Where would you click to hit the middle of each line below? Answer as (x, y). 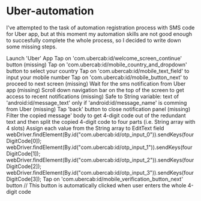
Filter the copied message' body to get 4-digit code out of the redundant (96, 115)
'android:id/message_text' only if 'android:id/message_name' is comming (97, 102)
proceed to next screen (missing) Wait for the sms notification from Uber (96, 83)
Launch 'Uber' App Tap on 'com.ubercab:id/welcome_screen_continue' (94, 58)
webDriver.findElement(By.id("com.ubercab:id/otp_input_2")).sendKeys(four (100, 160)
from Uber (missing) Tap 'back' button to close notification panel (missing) (98, 109)
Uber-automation (50, 11)
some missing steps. (31, 47)
